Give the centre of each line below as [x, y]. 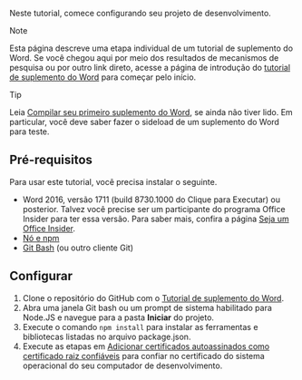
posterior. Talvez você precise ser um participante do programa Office [154, 209]
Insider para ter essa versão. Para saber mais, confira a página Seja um [156, 219]
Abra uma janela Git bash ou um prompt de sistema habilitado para [147, 307]
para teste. [29, 132]
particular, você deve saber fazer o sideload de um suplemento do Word [144, 122]
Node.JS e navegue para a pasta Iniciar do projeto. [118, 317]
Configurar [41, 276]
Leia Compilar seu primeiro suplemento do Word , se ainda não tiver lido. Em [151, 112]
